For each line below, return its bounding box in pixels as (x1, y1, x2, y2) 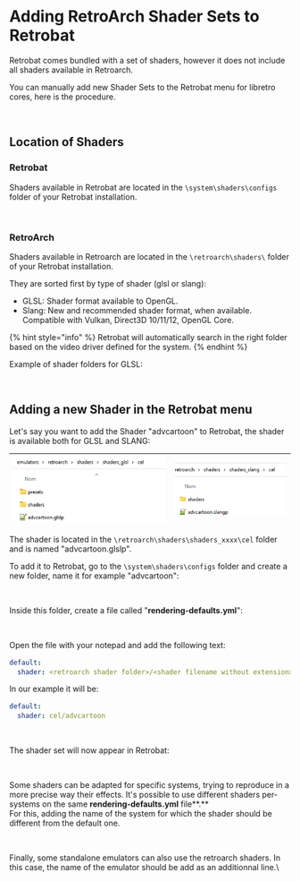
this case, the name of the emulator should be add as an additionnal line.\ (9, 862, 279, 873)
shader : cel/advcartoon (17, 712, 105, 721)
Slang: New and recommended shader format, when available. (21, 304, 253, 315)
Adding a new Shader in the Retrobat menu (9, 402, 253, 417)
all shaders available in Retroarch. (9, 64, 134, 75)
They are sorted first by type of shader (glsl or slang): (9, 278, 207, 288)
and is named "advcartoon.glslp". (9, 543, 132, 554)
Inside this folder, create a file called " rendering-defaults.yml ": (9, 604, 243, 615)
